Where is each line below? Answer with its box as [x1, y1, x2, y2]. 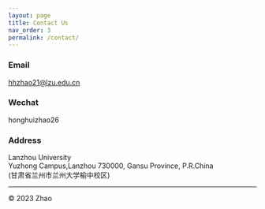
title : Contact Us [8, 19, 69, 27]
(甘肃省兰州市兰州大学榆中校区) [8, 170, 110, 180]
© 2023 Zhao [8, 194, 53, 203]
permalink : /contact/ [8, 33, 80, 42]
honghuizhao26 [8, 115, 59, 125]
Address [8, 135, 42, 146]
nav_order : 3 [8, 26, 51, 34]
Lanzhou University [8, 153, 72, 162]
